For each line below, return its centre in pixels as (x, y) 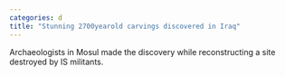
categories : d (36, 18)
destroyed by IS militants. (57, 62)
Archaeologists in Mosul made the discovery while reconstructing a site (142, 52)
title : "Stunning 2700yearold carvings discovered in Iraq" (125, 26)
